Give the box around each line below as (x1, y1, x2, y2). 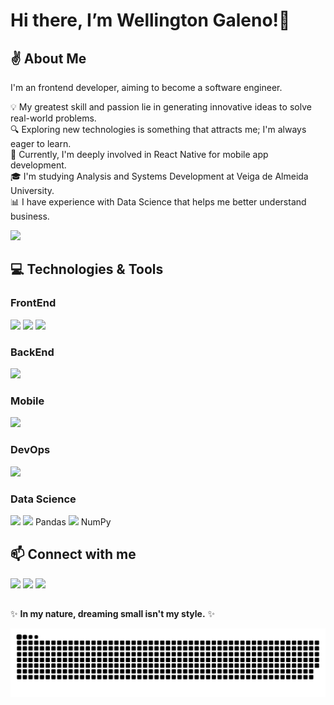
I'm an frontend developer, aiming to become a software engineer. (10, 82, 283, 93)
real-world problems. (10, 112, 97, 124)
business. (10, 210, 50, 222)
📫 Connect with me (10, 546, 137, 563)
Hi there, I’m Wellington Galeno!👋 (10, 9, 291, 32)
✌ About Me (10, 50, 87, 67)
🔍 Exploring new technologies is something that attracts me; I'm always (10, 124, 307, 135)
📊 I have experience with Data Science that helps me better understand (10, 196, 307, 208)
